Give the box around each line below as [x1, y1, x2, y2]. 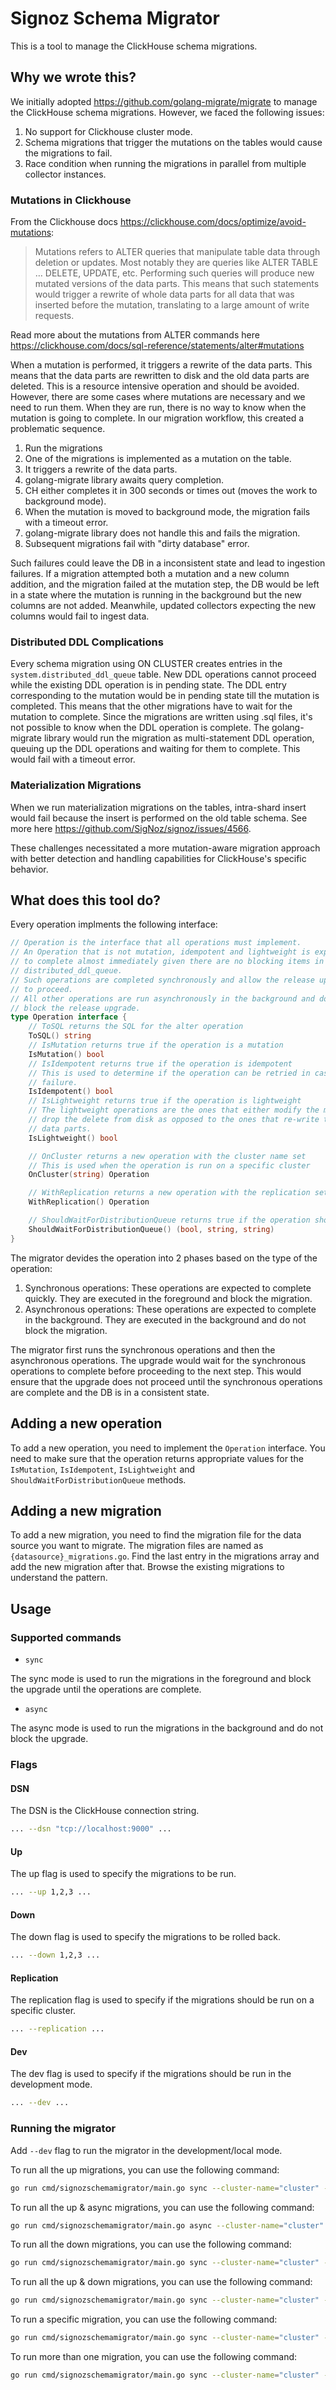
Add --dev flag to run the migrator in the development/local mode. [10, 2144, 283, 2156]
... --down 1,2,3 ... [10, 1950, 101, 1961]
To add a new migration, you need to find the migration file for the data [10, 1529, 302, 1541]
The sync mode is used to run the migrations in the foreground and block [10, 1673, 312, 1685]
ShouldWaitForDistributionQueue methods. [10, 1473, 187, 1486]
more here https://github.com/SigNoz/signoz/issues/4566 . [10, 822, 252, 834]
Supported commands [10, 1630, 122, 1644]
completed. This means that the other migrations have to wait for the [10, 700, 293, 712]
